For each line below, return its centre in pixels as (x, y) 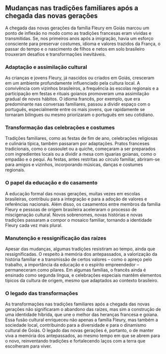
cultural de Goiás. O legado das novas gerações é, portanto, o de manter (80, 330)
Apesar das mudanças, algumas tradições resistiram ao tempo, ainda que (80, 249)
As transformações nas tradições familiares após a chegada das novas (78, 304)
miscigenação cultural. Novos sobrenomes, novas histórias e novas (74, 215)
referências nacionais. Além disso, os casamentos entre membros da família (83, 204)
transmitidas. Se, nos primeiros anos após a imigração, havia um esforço (79, 38)
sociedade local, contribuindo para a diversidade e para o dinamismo (76, 325)
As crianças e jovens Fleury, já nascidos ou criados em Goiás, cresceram (80, 78)
